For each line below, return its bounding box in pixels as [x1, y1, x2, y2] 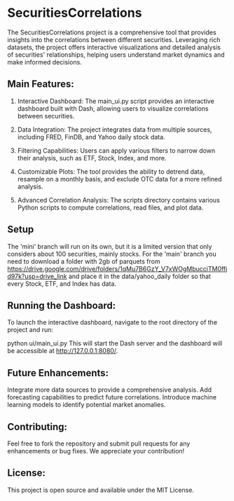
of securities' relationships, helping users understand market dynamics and [7, 50, 226, 59]
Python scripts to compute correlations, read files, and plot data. [17, 203, 204, 212]
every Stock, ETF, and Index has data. [7, 279, 117, 288]
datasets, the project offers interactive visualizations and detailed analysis [7, 43, 221, 51]
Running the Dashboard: [7, 299, 116, 311]
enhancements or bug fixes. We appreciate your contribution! [7, 447, 185, 455]
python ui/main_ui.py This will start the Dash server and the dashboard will [7, 339, 223, 348]
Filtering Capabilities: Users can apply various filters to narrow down [17, 146, 216, 155]
